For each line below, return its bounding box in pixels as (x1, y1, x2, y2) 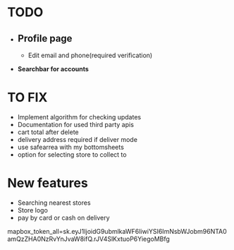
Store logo (17, 206, 48, 214)
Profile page (17, 32, 73, 44)
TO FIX (7, 90, 48, 106)
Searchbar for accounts (17, 65, 90, 73)
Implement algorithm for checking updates (17, 112, 142, 121)
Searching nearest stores (17, 198, 91, 207)
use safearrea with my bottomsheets (17, 143, 125, 151)
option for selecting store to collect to (17, 150, 127, 159)
